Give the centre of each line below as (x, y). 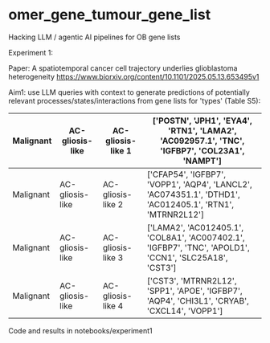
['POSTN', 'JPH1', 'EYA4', (202, 120)
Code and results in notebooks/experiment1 (80, 330)
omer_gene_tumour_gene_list (110, 15)
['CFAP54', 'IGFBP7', (186, 174)
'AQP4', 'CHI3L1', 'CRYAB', (198, 300)
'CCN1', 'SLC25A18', (187, 257)
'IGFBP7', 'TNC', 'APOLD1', (198, 247)
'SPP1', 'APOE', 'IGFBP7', (194, 291)
